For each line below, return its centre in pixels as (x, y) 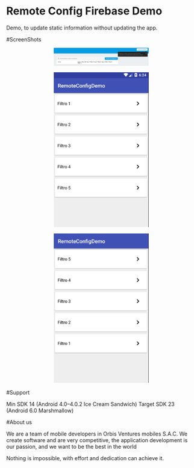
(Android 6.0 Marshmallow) (40, 410)
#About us (19, 422)
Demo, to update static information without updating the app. (82, 28)
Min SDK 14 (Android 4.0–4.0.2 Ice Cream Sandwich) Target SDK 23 (90, 404)
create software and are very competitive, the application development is (97, 440)
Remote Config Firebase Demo (84, 11)
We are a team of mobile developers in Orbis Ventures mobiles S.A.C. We (97, 434)
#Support (18, 392)
